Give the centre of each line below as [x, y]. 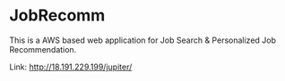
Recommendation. [43, 49]
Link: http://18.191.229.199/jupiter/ [71, 67]
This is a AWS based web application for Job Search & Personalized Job [142, 40]
